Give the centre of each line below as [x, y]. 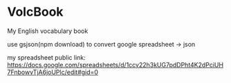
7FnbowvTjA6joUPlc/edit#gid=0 [53, 72]
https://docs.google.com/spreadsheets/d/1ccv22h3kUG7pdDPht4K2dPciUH [115, 64]
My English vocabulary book [48, 31]
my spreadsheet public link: [47, 57]
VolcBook [35, 12]
